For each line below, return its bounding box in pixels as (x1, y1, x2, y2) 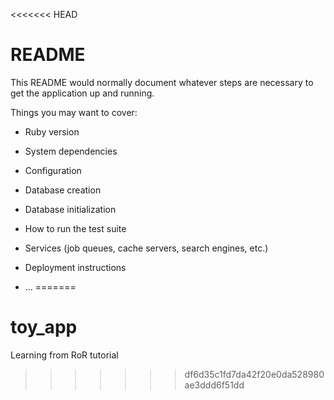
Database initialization (24, 203, 117, 215)
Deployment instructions (24, 261, 127, 273)
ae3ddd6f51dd (184, 379, 245, 391)
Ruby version (24, 125, 80, 138)
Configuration (24, 164, 82, 176)
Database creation (24, 184, 102, 196)
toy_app (10, 316, 78, 339)
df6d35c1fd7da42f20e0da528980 (184, 368, 325, 380)
